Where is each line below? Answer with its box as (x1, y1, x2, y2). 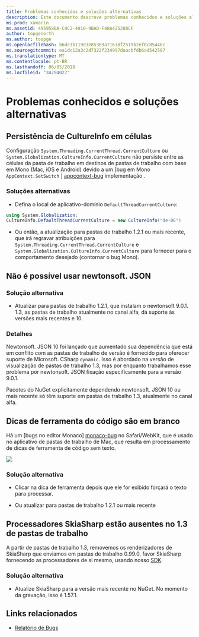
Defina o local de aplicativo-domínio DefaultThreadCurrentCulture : (14, 200, 178, 208)
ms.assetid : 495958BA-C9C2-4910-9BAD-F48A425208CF (6, 25, 134, 31)
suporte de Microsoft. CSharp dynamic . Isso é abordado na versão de (6, 356, 174, 363)
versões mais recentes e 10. (14, 314, 83, 321)
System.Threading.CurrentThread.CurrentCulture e (14, 241, 139, 248)
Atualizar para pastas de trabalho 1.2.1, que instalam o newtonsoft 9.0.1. (14, 302, 188, 309)
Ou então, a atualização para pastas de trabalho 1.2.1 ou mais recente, (14, 228, 185, 235)
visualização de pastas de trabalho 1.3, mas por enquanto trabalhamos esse (6, 362, 191, 369)
